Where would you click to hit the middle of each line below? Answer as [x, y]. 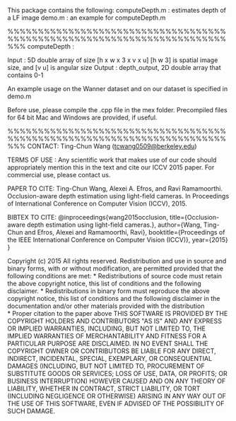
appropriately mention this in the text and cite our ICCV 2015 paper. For [111, 167]
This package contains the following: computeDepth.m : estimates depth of [117, 10]
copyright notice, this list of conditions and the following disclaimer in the [114, 298]
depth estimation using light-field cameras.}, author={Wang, [115, 225]
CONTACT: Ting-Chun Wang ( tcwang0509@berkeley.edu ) [112, 146]
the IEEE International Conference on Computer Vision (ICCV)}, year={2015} [118, 240]
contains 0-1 [25, 75]
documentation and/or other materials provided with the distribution [106, 306]
